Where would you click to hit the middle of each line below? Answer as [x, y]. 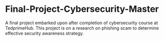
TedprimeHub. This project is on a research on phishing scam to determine [82, 28]
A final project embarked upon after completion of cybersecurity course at [82, 23]
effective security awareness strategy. [44, 33]
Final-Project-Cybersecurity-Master [82, 9]
